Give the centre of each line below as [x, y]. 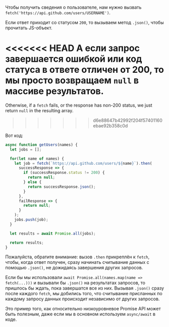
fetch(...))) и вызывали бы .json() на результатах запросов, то [75, 283]
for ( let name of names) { [37, 159]
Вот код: [14, 135]
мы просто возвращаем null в [72, 81]
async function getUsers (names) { [42, 145]
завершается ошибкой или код [74, 59]
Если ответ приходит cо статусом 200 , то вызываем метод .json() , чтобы [84, 22]
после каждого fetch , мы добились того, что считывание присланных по [84, 294]
